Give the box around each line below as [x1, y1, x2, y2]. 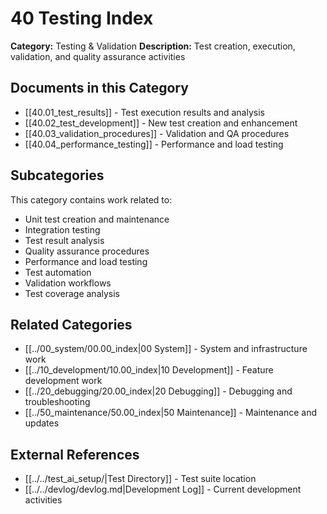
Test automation [24, 266, 92, 278]
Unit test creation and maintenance [24, 213, 170, 225]
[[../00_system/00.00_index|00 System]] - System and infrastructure [24, 343, 308, 355]
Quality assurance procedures [24, 245, 150, 257]
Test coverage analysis [24, 287, 120, 299]
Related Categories [10, 316, 133, 333]
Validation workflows [24, 277, 112, 289]
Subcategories [10, 167, 105, 184]
